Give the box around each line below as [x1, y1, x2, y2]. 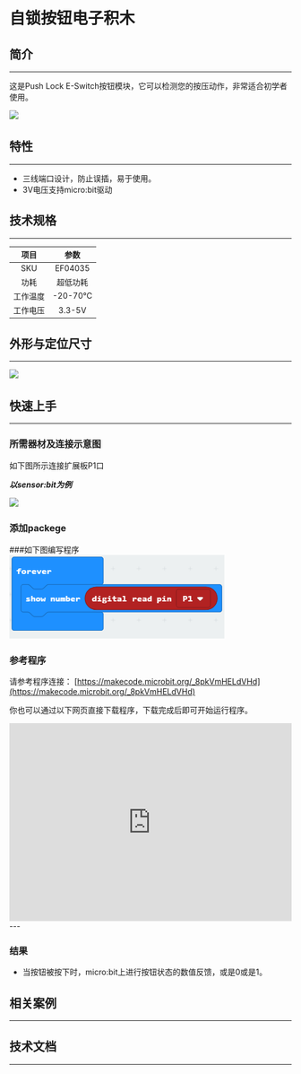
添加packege [9, 522, 67, 535]
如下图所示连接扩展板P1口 [9, 459, 105, 471]
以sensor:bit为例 [9, 479, 73, 490]
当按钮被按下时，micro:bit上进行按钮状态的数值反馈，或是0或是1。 [21, 966, 267, 978]
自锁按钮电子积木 [9, 8, 136, 29]
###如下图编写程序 [9, 544, 80, 554]
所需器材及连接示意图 [9, 438, 101, 450]
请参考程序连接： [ [9, 677, 78, 687]
